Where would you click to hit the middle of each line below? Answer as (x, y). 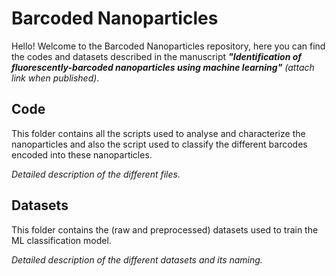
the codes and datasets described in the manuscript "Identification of (157, 56)
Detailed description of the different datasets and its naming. (137, 259)
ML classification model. (61, 240)
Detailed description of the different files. (96, 174)
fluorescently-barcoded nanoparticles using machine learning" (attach (163, 67)
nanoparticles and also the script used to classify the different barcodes (159, 144)
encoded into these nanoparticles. (82, 154)
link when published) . (55, 78)
